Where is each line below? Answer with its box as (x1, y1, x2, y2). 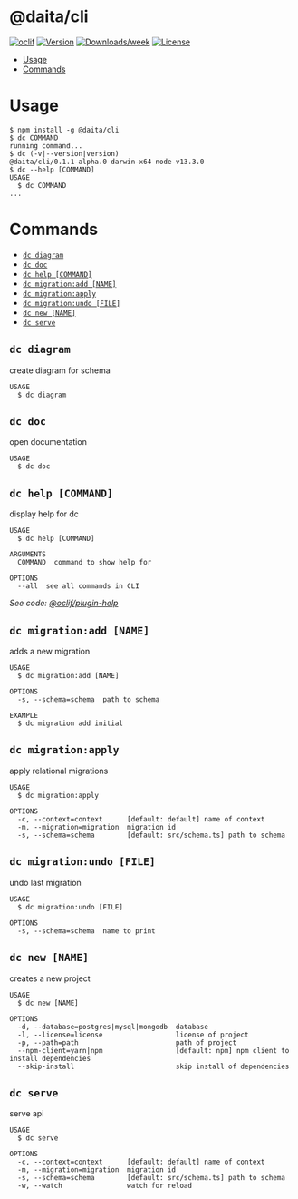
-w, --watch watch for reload (17, 1182, 193, 1191)
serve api (9, 1108, 44, 1119)
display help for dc (9, 508, 80, 519)
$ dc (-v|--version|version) (9, 149, 120, 158)
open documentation (9, 437, 88, 447)
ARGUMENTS (9, 550, 47, 559)
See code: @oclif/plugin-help (9, 597, 119, 609)
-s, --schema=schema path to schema (17, 695, 160, 704)
